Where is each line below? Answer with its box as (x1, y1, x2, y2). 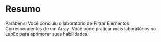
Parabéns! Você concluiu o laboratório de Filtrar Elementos (5, 20, 129, 26)
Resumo (5, 3, 41, 15)
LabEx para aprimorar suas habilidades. (5, 31, 89, 37)
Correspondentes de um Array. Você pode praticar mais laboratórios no (5, 25, 156, 31)
